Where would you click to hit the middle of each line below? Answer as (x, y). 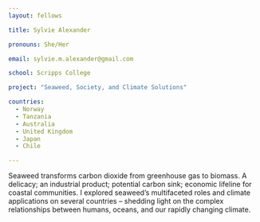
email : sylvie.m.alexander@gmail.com (71, 59)
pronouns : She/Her (39, 45)
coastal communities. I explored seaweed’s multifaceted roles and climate (130, 193)
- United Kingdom (44, 131)
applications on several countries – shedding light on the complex (116, 201)
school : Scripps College (49, 73)
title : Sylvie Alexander (49, 30)
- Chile (28, 146)
